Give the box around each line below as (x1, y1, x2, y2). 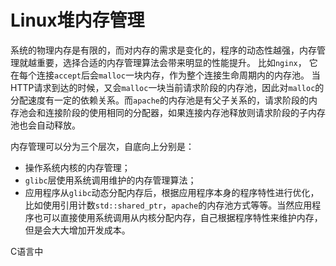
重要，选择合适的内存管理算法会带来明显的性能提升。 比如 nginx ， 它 (36, 56, 318, 68)
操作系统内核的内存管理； (24, 161, 131, 173)
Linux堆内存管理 (10, 9, 145, 32)
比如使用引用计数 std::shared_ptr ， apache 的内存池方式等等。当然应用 (24, 199, 313, 211)
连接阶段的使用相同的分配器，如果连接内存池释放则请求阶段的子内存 (44, 106, 326, 118)
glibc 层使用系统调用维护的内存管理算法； (24, 174, 197, 186)
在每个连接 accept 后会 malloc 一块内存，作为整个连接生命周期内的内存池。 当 (10, 69, 321, 81)
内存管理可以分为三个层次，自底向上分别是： (10, 140, 195, 152)
